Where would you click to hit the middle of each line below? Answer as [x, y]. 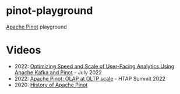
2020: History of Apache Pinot [51, 85]
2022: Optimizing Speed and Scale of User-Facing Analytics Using [94, 66]
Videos [24, 50]
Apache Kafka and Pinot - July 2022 [58, 72]
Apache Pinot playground [36, 27]
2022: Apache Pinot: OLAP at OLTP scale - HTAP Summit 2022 [90, 78]
